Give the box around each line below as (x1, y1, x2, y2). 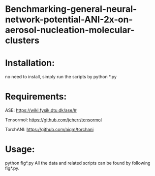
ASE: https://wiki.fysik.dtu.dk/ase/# (5, 107, 77, 113)
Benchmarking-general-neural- (5, 3, 137, 15)
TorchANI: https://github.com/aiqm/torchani (5, 127, 94, 133)
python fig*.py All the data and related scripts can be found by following (5, 160, 151, 166)
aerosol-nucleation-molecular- (5, 25, 135, 35)
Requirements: (5, 91, 67, 102)
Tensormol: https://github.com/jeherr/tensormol (5, 117, 102, 123)
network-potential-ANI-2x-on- (5, 14, 133, 25)
